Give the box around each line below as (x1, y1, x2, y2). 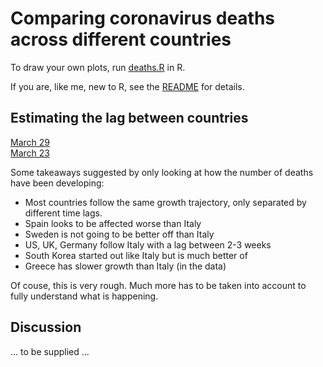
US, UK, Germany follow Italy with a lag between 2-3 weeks (24, 238, 272, 251)
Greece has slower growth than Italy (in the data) (24, 260, 227, 272)
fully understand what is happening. (10, 290, 159, 302)
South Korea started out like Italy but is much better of (24, 249, 248, 261)
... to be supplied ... (10, 345, 90, 357)
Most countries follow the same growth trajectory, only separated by (24, 196, 307, 208)
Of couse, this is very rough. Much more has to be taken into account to (10, 279, 307, 291)
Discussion (10, 319, 82, 336)
